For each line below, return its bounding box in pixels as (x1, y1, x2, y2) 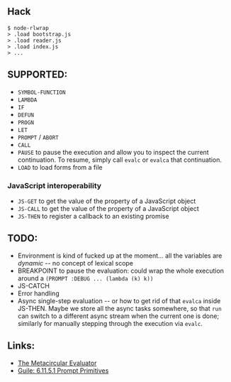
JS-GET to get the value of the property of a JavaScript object (17, 197, 196, 205)
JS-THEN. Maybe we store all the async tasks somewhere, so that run (17, 304, 222, 312)
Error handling (17, 289, 60, 298)
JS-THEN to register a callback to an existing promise (17, 212, 169, 220)
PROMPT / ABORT (17, 133, 59, 141)
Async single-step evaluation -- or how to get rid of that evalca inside (17, 296, 221, 305)
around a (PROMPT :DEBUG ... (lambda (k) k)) (17, 273, 154, 283)
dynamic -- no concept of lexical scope (17, 258, 133, 267)
